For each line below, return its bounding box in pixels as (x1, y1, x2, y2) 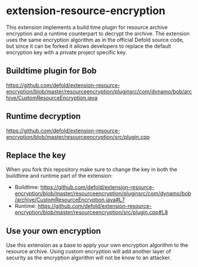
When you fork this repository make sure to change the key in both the (6, 166, 178, 173)
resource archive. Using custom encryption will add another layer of (6, 248, 171, 255)
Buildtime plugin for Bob (6, 66, 97, 76)
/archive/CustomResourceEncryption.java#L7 (14, 196, 126, 203)
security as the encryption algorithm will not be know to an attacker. (6, 254, 171, 261)
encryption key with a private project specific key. (6, 48, 127, 56)
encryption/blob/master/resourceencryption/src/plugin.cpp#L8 (14, 209, 168, 216)
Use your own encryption (6, 226, 101, 236)
